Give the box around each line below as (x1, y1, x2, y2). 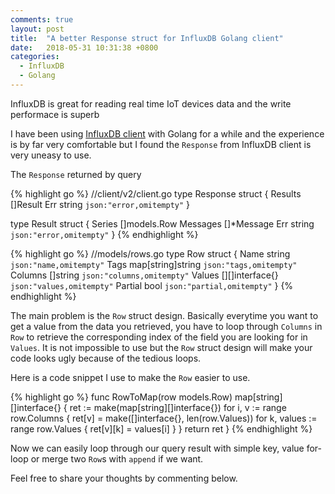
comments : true (10, 14, 74, 25)
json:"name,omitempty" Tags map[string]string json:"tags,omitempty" (10, 258, 298, 270)
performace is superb (10, 108, 100, 120)
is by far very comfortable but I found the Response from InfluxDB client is (10, 138, 312, 150)
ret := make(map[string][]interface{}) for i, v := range (69, 401, 287, 413)
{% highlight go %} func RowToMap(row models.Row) (10, 391, 233, 403)
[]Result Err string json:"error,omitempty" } (10, 198, 191, 210)
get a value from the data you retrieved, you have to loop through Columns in (10, 320, 323, 332)
